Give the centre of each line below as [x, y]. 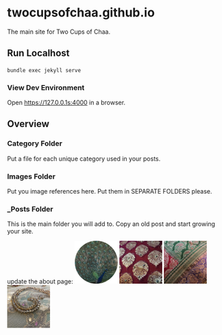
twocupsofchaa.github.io [81, 13]
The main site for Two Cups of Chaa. [59, 32]
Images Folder [32, 176]
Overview [28, 124]
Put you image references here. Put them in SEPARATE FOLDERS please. [110, 192]
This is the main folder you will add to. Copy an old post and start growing [111, 224]
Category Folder [35, 143]
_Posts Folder [30, 209]
